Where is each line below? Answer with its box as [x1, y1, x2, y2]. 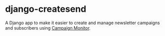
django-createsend [5, 3, 87, 15]
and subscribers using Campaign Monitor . [5, 25, 91, 31]
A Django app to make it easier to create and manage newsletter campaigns [5, 20, 160, 26]
